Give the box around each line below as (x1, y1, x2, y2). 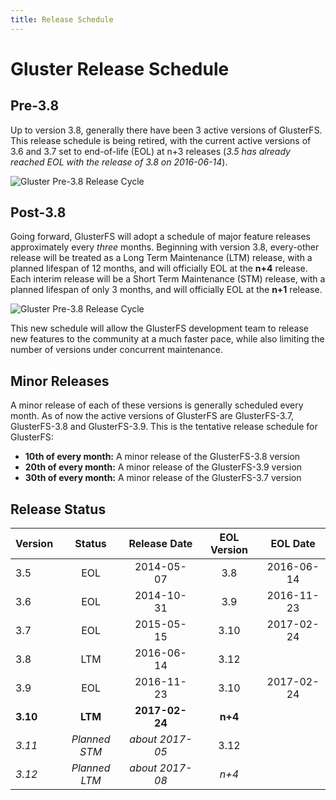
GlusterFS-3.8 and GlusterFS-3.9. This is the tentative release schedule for (10, 421, 318, 433)
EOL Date (270, 537, 316, 551)
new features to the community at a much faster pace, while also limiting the (10, 333, 325, 345)
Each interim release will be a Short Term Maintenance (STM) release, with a (10, 273, 326, 285)
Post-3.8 (10, 204, 67, 221)
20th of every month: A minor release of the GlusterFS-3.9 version (24, 461, 303, 473)
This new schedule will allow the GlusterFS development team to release (10, 322, 309, 335)
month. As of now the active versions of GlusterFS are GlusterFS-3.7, (10, 410, 295, 422)
